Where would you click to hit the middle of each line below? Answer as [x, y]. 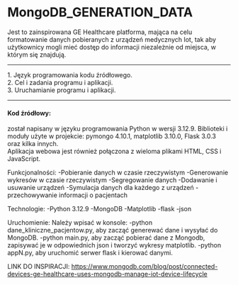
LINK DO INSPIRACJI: [39, 267]
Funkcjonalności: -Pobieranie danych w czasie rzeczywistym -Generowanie [118, 173]
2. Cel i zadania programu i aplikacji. [60, 82]
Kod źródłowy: [29, 113]
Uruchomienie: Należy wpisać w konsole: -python [80, 223]
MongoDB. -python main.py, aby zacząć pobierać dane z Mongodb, [106, 238]
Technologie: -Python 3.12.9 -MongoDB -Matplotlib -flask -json [100, 209]
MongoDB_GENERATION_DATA [100, 12]
